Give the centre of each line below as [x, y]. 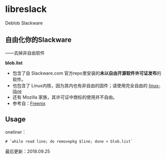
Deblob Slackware [24, 23]
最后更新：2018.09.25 [28, 151]
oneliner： [16, 132]
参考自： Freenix [29, 103]
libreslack [26, 9]
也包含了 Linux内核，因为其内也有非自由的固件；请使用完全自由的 [80, 85]
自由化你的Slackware [38, 40]
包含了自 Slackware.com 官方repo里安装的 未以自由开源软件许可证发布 [84, 73]
